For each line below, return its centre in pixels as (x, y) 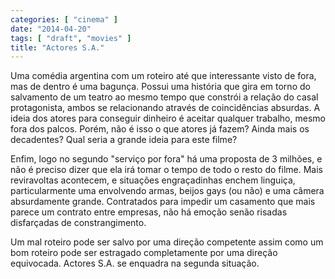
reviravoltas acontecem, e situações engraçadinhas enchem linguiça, (153, 180)
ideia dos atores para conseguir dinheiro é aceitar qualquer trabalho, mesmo (168, 118)
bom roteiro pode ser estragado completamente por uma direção (144, 253)
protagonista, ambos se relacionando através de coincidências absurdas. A (165, 108)
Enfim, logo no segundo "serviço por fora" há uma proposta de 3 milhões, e (166, 159)
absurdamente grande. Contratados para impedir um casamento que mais (163, 202)
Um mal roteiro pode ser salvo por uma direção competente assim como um (167, 242)
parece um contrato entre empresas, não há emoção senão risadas (149, 212)
